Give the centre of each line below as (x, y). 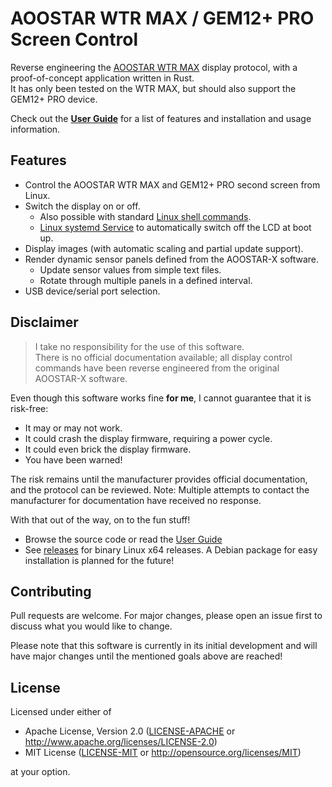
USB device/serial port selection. (92, 291)
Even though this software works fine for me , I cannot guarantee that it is (161, 398)
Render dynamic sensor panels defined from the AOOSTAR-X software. (172, 259)
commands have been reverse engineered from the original (157, 368)
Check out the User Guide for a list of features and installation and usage (161, 118)
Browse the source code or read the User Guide (123, 539)
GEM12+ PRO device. (54, 99)
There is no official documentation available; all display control (163, 357)
